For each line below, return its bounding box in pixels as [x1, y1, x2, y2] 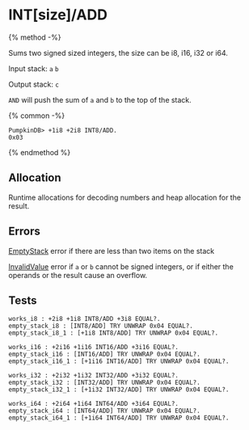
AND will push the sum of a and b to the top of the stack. [8, 95, 192, 104]
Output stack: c [8, 79, 59, 89]
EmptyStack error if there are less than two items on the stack [8, 246, 215, 255]
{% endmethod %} [8, 147, 71, 157]
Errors [8, 225, 40, 238]
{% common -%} [8, 111, 65, 120]
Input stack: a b [8, 63, 59, 74]
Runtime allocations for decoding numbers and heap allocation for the [8, 192, 241, 202]
